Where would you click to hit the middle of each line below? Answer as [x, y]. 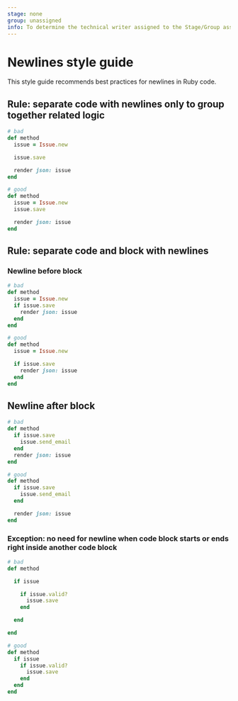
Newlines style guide [70, 62]
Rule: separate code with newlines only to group [116, 104]
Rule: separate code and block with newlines [108, 251]
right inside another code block [62, 547]
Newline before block [45, 271]
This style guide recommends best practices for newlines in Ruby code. [112, 82]
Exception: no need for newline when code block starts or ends [118, 538]
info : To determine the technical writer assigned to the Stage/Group [114, 27]
